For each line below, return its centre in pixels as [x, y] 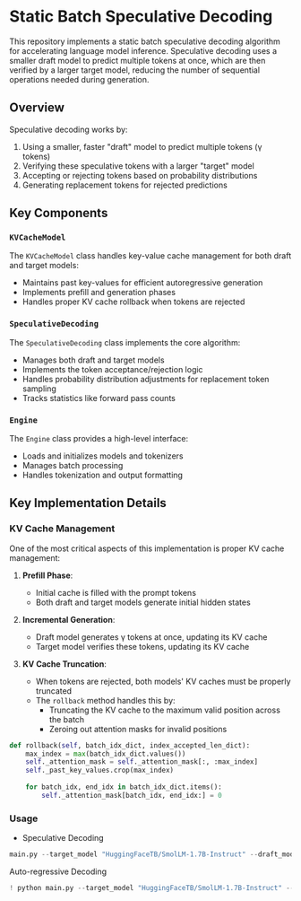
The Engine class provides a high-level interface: [99, 439]
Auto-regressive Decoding [58, 871]
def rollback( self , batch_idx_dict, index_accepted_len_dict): [130, 745]
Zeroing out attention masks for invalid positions [138, 729]
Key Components [59, 213]
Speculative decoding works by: [69, 129]
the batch [67, 719]
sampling [39, 389]
